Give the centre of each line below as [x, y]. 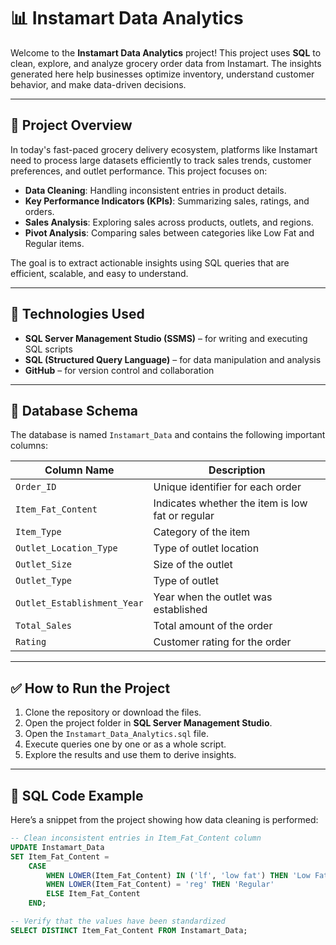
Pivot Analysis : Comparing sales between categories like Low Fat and [169, 232]
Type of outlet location [206, 548]
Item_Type [38, 532]
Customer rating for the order [222, 642]
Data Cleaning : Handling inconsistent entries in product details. [155, 190]
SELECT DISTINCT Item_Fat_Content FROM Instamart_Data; [129, 930]
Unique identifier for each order [227, 487]
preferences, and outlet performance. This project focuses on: [139, 171]
